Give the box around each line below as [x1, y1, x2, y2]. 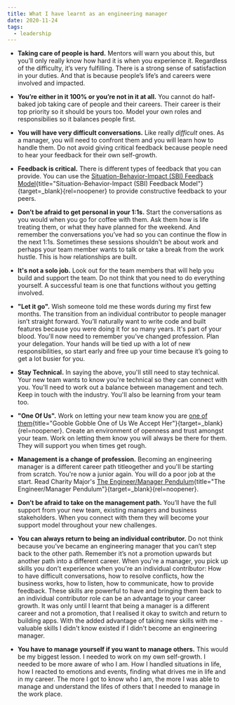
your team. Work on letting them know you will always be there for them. [17, 434, 227, 442]
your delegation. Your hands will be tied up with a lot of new [17, 340, 191, 348]
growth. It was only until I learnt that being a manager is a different [17, 602, 210, 610]
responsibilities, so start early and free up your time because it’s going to [17, 347, 229, 355]
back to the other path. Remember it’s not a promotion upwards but [17, 549, 212, 558]
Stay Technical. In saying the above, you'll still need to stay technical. [17, 368, 220, 376]
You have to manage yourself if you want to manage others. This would [17, 645, 229, 654]
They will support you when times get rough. [17, 442, 147, 450]
